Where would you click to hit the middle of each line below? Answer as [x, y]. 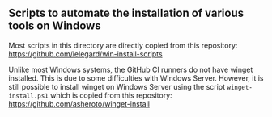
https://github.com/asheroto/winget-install [79, 103]
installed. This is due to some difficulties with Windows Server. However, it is [136, 78]
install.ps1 [28, 96]
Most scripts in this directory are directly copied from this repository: [123, 45]
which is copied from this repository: [111, 95]
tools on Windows [55, 26]
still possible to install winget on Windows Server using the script [117, 86]
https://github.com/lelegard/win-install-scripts [86, 54]
